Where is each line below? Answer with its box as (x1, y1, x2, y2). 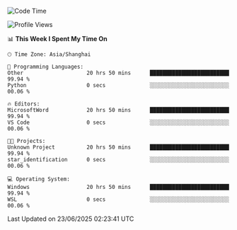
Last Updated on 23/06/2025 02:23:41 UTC (7, 214, 134, 223)
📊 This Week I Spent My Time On (7, 35, 108, 42)
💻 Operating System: (7, 176, 71, 183)
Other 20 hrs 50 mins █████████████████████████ (7, 69, 230, 76)
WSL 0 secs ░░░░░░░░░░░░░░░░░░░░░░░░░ (7, 196, 230, 203)
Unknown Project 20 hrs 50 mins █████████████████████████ (7, 144, 230, 151)
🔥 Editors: (7, 100, 40, 108)
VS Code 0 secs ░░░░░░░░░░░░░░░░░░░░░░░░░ (7, 119, 230, 126)
